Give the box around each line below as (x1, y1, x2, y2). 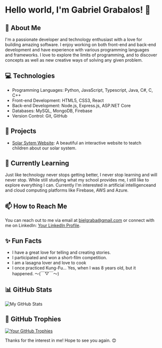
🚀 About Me (5, 24, 41, 32)
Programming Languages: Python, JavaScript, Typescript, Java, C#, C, (12, 87, 153, 93)
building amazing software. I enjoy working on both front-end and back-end (5, 42, 156, 48)
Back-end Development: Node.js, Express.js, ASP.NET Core (12, 102, 131, 108)
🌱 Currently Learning (5, 159, 69, 167)
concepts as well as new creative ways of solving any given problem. (5, 57, 143, 63)
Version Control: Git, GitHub (12, 113, 68, 118)
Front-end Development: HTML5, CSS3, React (12, 97, 104, 103)
